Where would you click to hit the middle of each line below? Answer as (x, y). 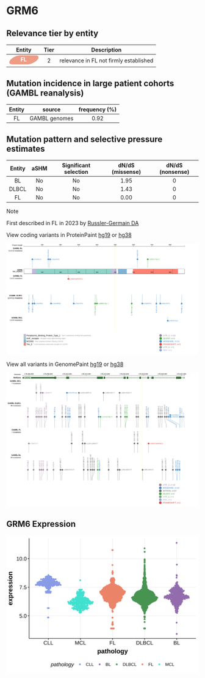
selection (76, 171)
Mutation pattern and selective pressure (85, 139)
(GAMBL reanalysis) (45, 93)
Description (106, 50)
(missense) (127, 171)
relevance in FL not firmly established (106, 60)
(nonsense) (174, 171)
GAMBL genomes (52, 118)
